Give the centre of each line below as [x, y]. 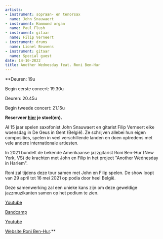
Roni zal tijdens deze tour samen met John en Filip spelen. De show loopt [80, 173]
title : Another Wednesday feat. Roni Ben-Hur [53, 65]
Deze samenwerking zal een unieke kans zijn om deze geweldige [71, 188]
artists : [14, 10]
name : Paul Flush [27, 28]
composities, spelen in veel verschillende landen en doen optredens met [79, 138]
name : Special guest [31, 56]
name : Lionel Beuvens [32, 47]
